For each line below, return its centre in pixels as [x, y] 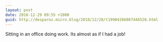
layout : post [19, 10]
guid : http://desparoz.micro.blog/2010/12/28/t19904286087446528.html [82, 19]
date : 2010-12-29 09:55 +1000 [37, 15]
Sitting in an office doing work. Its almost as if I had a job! [65, 34]
